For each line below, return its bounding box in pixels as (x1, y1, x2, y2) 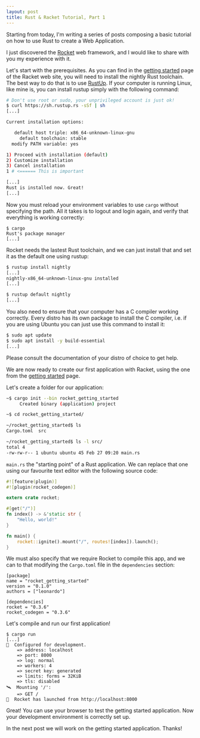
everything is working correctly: (6, 213, 85, 221)
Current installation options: (6, 119, 84, 125)
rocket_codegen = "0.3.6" (6, 610, 70, 615)
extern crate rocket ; (6, 495, 60, 501)
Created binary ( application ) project (19, 401, 116, 407)
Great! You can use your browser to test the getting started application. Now (6, 707, 194, 714)
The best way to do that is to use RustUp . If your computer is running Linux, (6, 79, 192, 87)
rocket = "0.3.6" (6, 604, 50, 610)
